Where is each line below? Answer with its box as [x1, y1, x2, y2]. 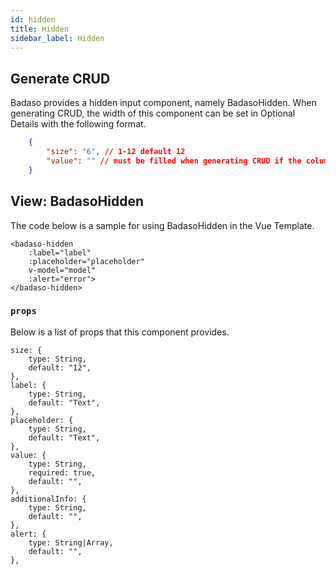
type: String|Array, [28, 537, 114, 548]
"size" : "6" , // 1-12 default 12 [46, 147, 186, 157]
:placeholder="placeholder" [28, 256, 145, 266]
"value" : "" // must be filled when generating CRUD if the [46, 156, 302, 166]
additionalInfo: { [10, 494, 87, 504]
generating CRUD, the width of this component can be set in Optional [10, 107, 296, 120]
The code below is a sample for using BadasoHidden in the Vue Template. [10, 219, 315, 231]
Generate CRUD [10, 70, 111, 87]
